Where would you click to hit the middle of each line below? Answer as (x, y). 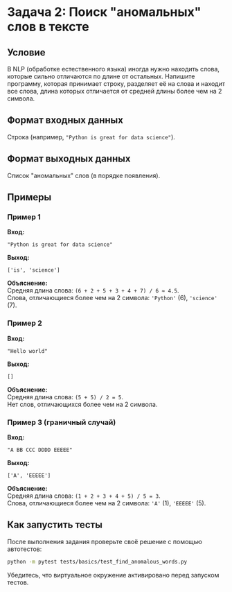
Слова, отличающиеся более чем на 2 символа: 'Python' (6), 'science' (113, 298)
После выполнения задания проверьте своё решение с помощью (105, 541)
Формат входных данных (65, 120)
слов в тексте (48, 27)
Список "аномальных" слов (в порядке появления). (84, 175)
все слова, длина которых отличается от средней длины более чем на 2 (115, 91)
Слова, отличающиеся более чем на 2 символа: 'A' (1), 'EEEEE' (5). (107, 503)
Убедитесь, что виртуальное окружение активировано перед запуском (113, 575)
